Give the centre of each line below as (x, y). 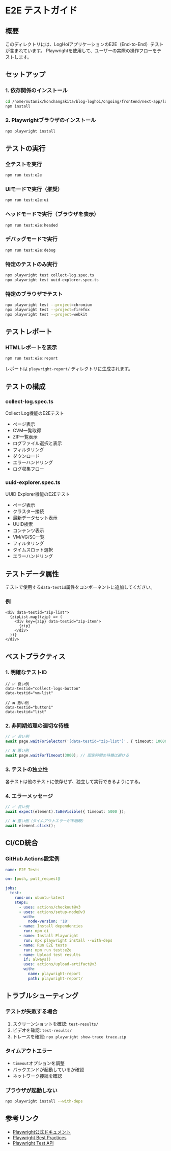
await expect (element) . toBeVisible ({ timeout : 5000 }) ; (66, 812)
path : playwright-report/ (55, 978)
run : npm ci (36, 931)
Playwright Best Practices (40, 1137)
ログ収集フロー (28, 469)
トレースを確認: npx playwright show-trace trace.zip (69, 1036)
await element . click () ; (31, 826)
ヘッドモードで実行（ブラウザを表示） (52, 214)
